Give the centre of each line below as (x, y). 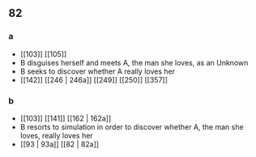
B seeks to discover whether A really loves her (98, 71)
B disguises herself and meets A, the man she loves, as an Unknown (134, 62)
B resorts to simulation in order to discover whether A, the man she (132, 127)
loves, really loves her (56, 135)
